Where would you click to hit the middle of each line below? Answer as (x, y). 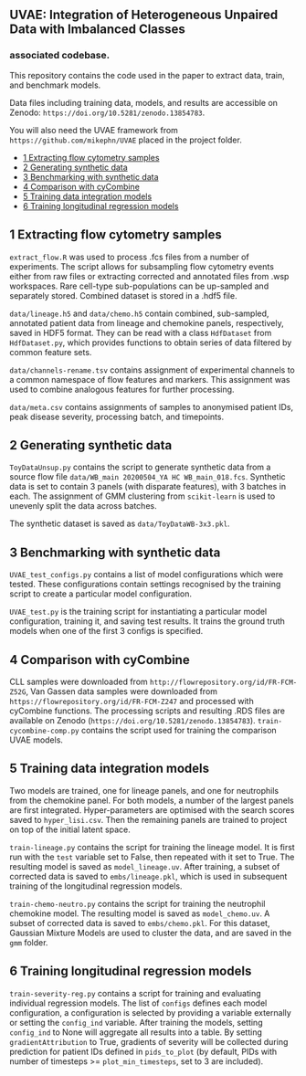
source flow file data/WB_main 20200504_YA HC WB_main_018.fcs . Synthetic (148, 477)
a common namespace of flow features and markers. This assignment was (150, 379)
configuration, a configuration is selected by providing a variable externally (151, 1012)
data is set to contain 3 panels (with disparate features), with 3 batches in (148, 487)
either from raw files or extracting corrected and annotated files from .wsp (149, 276)
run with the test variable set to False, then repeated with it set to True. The (152, 857)
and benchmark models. (55, 85)
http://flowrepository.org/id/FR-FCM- (223, 682)
